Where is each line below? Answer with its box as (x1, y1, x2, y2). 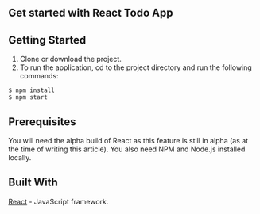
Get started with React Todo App (8, 6, 173, 20)
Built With (8, 176, 58, 189)
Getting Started (8, 33, 87, 47)
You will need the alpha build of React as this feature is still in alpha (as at (8, 136, 249, 146)
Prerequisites (8, 115, 76, 128)
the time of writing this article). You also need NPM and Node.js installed (8, 144, 246, 154)
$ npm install (8, 86, 56, 94)
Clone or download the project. (19, 55, 122, 64)
